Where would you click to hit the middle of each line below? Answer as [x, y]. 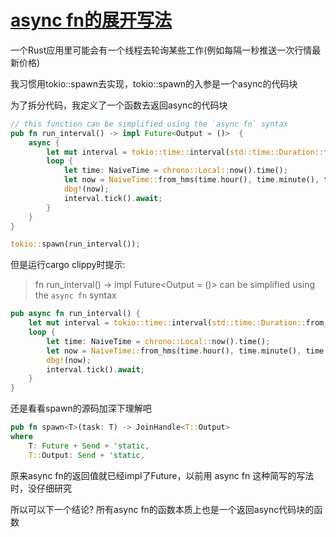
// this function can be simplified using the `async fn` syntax [149, 124]
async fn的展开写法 [91, 20]
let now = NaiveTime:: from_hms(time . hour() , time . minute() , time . [187, 351]
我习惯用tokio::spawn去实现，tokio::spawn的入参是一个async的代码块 [154, 83]
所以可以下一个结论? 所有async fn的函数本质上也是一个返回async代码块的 [162, 509]
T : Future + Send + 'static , [89, 446]
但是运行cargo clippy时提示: [68, 265]
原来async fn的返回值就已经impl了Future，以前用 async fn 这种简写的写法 [162, 475]
